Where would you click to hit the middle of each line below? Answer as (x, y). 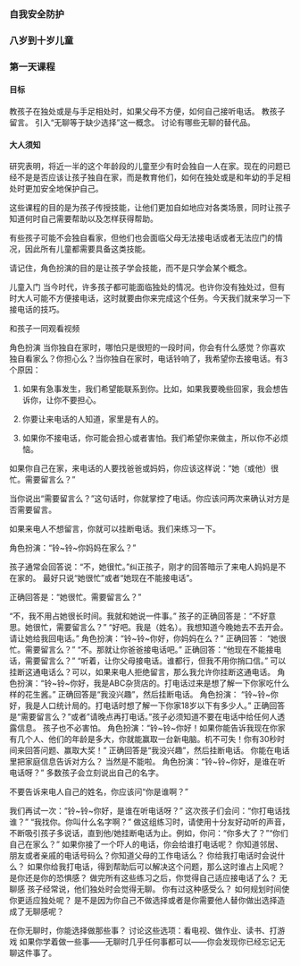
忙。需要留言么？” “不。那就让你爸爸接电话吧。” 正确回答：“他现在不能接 (142, 650)
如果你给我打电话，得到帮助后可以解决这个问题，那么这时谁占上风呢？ (156, 867)
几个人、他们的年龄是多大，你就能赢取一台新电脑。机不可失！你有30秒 (147, 739)
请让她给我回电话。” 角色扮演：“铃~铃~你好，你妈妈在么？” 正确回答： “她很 (148, 638)
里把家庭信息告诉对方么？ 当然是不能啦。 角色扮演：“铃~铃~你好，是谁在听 (147, 762)
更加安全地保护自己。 (64, 189)
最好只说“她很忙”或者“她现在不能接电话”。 (120, 578)
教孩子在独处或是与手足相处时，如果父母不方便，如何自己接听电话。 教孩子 (147, 111)
